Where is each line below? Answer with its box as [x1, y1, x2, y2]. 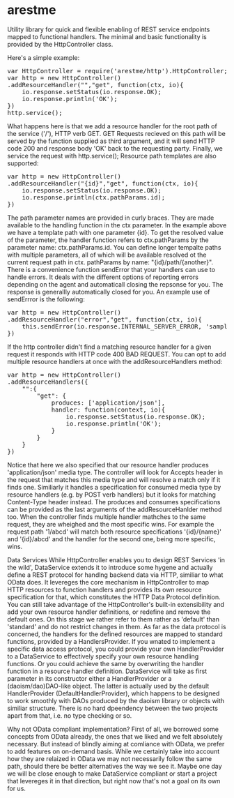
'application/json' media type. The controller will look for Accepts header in [7, 468, 224, 476]
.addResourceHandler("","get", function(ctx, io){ [7, 81, 184, 89]
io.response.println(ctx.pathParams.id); [22, 193, 166, 201]
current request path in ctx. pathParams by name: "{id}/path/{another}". [7, 257, 214, 266]
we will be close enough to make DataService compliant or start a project [7, 769, 217, 778]
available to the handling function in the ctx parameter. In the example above [7, 220, 227, 229]
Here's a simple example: [7, 53, 80, 61]
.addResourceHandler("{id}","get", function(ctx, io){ [7, 179, 198, 187]
